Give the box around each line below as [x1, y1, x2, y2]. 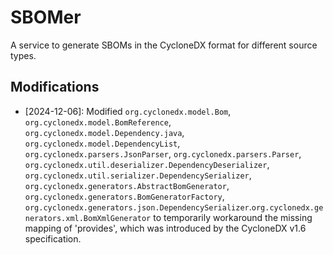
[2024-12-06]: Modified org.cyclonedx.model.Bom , [24, 105, 232, 117]
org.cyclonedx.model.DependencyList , [24, 137, 181, 149]
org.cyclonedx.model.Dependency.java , [24, 126, 185, 138]
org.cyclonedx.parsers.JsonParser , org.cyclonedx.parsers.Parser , [24, 147, 302, 160]
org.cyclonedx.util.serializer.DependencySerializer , [24, 169, 252, 181]
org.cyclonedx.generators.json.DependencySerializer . [24, 201, 252, 213]
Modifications [10, 79, 100, 96]
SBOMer [10, 6, 82, 29]
